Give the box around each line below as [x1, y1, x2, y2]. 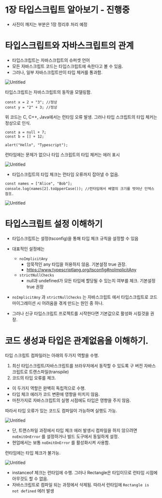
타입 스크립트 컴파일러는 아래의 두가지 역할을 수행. [5, 352, 100, 358]
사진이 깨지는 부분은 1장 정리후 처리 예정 [12, 21, 88, 27]
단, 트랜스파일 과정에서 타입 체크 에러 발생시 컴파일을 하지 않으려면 [12, 427, 137, 433]
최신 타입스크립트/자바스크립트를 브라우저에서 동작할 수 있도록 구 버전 [12, 362, 143, 368]
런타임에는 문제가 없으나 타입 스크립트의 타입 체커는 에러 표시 [5, 152, 120, 157]
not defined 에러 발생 [12, 488, 54, 494]
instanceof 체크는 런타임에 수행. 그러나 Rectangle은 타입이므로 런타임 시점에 [12, 469, 158, 475]
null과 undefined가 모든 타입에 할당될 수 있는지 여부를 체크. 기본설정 [26, 277, 156, 283]
